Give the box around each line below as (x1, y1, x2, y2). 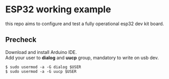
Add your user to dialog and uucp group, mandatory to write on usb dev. (5, 54, 159, 61)
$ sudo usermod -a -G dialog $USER (5, 64, 81, 70)
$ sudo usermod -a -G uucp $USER (5, 69, 77, 74)
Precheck (5, 35, 37, 44)
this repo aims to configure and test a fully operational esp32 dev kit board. (5, 21, 164, 27)
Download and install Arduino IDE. (5, 49, 77, 55)
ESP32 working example (5, 4, 111, 15)
